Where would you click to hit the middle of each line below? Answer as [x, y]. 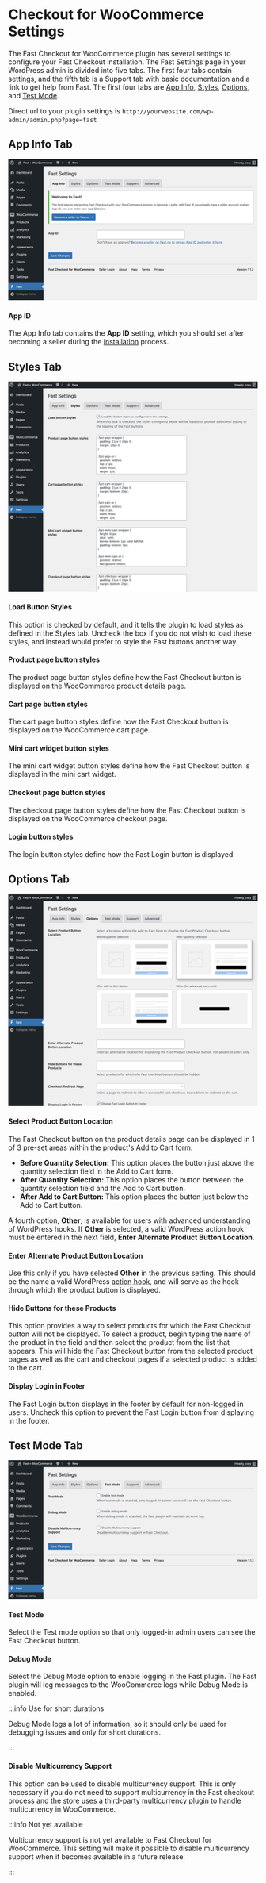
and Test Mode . [34, 95]
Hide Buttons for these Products [62, 1308]
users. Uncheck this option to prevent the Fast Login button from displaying [131, 1412]
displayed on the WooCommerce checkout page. [88, 818]
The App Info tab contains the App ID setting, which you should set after [126, 333]
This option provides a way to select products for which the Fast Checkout [130, 1326]
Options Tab [39, 880]
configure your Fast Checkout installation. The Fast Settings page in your [127, 62]
